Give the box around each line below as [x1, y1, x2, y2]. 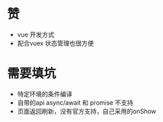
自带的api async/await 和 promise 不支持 [17, 98, 134, 107]
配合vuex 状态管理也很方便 [17, 39, 94, 47]
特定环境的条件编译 [17, 90, 73, 98]
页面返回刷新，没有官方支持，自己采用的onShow [17, 107, 157, 115]
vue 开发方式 [17, 30, 55, 39]
